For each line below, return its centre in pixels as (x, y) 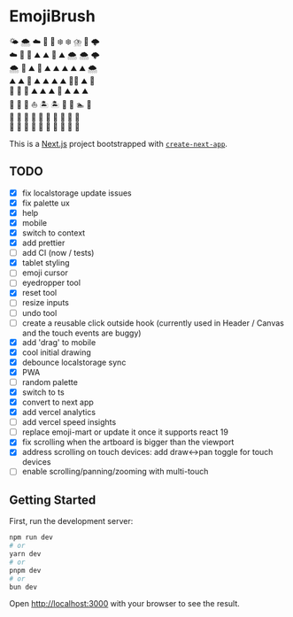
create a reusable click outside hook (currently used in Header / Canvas (153, 323)
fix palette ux (46, 203)
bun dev (23, 587)
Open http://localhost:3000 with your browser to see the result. (125, 604)
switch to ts (43, 392)
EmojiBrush (52, 16)
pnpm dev (25, 570)
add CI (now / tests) (58, 253)
